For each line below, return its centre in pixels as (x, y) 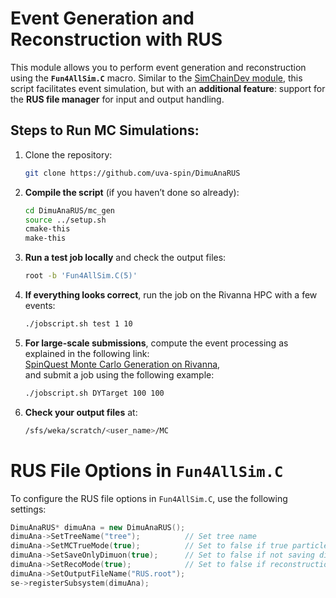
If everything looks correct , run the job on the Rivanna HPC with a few (171, 295)
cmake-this (47, 229)
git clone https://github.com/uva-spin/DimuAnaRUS (132, 173)
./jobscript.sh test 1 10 (78, 324)
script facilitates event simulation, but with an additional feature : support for (168, 88)
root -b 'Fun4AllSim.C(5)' (81, 276)
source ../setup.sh (65, 220)
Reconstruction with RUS (116, 39)
